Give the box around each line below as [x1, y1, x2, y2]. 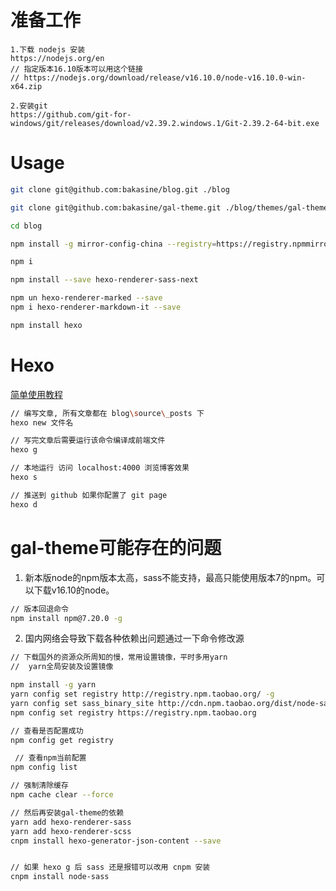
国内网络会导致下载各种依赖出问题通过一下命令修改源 [24, 632, 245, 645]
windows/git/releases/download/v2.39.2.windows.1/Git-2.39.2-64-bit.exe [10, 118, 320, 128]
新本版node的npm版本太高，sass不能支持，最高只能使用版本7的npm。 [24, 571, 317, 583]
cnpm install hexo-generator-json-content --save [10, 836, 222, 846]
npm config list [10, 762, 78, 773]
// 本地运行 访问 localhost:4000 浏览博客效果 [10, 463, 190, 473]
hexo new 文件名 [10, 417, 74, 428]
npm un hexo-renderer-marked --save [10, 293, 163, 303]
